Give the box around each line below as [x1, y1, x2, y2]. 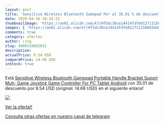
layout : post [5, 7, 32, 12]
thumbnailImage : [5, 21, 38, 26]
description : [5, 48, 32, 53]
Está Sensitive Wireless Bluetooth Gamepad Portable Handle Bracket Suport [5, 75, 158, 81]
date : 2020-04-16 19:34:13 [5, 16, 60, 21]
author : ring [5, 39, 32, 44]
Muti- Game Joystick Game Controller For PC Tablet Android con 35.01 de [5, 80, 154, 86]
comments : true [5, 30, 36, 35]
